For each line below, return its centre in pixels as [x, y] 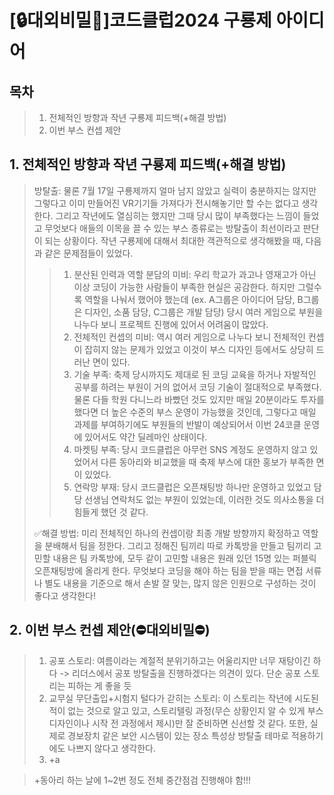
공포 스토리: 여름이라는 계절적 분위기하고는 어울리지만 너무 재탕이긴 [179, 660]
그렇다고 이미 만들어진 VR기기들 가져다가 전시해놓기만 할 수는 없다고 [166, 203]
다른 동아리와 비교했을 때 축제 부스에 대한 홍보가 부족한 [207, 462]
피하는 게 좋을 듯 [99, 685]
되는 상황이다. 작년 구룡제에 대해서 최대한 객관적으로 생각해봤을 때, [174, 240]
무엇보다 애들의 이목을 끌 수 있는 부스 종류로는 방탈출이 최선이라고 [172, 228]
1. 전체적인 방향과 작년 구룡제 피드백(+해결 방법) [148, 164]
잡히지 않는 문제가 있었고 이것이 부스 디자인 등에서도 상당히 [199, 349]
